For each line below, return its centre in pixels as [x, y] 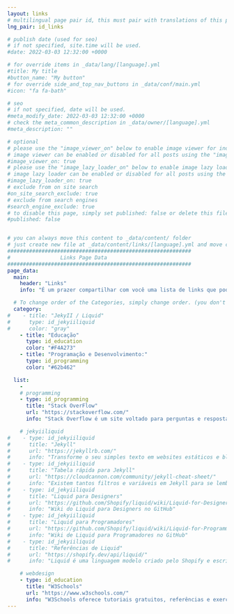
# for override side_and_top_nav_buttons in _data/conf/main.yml [104, 84]
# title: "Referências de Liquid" [65, 548]
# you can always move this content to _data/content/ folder [99, 238]
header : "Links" [44, 284]
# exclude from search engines [53, 200]
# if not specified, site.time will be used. [74, 46]
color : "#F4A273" [51, 348]
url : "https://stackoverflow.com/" [77, 413]
